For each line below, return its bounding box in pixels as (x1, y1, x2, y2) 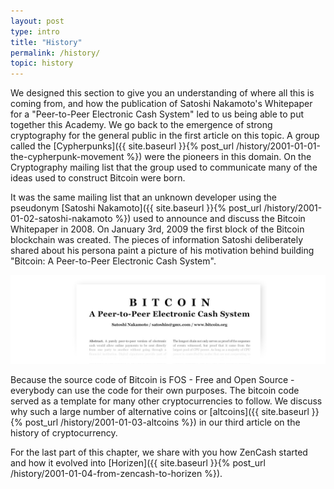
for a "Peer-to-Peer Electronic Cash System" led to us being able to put (10, 108, 305, 120)
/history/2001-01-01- (236, 140, 321, 152)
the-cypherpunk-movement (10, 151, 125, 163)
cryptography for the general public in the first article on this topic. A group (10, 130, 320, 142)
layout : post (10, 16, 65, 26)
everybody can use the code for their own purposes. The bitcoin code (10, 384, 300, 396)
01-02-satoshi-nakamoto (10, 213, 113, 225)
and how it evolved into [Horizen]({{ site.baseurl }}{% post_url (10, 456, 266, 469)
